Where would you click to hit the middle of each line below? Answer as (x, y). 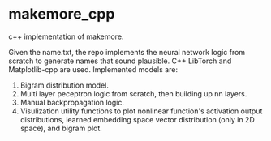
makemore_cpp (62, 14)
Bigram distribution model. (65, 85)
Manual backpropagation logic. (72, 102)
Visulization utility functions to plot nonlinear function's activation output (141, 111)
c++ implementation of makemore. (66, 36)
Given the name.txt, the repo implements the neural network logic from (127, 52)
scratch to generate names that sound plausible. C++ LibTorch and (120, 61)
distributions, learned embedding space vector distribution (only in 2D (137, 119)
